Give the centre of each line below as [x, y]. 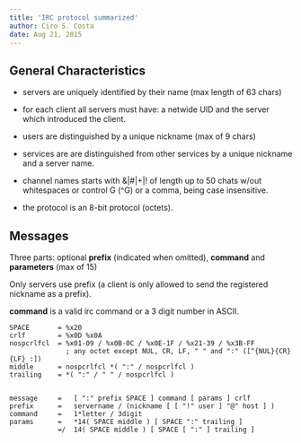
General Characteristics [78, 70]
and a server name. [58, 163]
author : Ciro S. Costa [52, 26]
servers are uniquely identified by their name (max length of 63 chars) [152, 92]
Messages [39, 235]
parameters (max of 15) [53, 267]
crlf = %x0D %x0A [56, 335]
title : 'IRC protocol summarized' [74, 17]
